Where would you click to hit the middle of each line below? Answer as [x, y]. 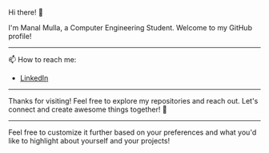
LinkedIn [34, 78]
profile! [20, 36]
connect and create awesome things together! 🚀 [88, 109]
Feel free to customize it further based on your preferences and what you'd [132, 132]
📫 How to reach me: [42, 59]
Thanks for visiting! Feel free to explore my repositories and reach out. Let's [133, 101]
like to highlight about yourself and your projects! [89, 141]
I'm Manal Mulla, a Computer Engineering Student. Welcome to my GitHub [130, 27]
